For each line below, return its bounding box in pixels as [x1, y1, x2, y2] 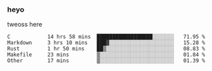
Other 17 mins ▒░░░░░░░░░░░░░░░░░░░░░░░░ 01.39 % [7, 57, 206, 64]
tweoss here [7, 20, 43, 29]
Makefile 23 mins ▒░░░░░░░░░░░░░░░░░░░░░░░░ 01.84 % [7, 51, 206, 59]
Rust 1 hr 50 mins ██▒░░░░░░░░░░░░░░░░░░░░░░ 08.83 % [7, 46, 206, 53]
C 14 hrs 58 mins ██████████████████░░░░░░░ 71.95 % [7, 33, 206, 40]
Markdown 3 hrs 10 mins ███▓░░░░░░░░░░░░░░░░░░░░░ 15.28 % [7, 40, 206, 46]
